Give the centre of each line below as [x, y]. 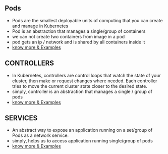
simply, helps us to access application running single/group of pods [82, 141]
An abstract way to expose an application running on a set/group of [82, 130]
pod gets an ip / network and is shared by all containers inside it [78, 42]
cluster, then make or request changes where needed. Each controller [85, 81]
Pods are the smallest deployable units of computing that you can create [87, 20]
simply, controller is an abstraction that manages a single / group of [82, 91]
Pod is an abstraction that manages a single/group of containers [79, 31]
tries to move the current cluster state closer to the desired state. [79, 86]
